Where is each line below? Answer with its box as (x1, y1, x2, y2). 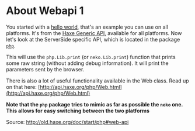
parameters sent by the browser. (6, 65, 85, 73)
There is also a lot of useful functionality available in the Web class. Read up (6, 77, 189, 84)
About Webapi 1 (6, 4, 84, 18)
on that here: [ (6, 83, 40, 90)
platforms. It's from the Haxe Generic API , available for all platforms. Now (6, 29, 182, 36)
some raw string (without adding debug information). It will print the (6, 60, 169, 67)
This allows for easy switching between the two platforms (6, 107, 150, 114)
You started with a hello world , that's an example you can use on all (6, 23, 168, 30)
